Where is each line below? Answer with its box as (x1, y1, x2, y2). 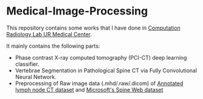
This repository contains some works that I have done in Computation (6, 24, 181, 31)
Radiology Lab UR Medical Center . (6, 30, 92, 37)
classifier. (15, 60, 40, 68)
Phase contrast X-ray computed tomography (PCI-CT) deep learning (15, 54, 187, 61)
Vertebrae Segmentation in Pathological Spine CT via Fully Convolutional (15, 66, 198, 74)
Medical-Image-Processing (6, 4, 148, 18)
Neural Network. (15, 73, 57, 80)
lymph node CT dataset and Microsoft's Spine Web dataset (15, 86, 163, 93)
